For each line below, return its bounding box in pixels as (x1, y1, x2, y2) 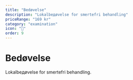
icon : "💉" (5, 26, 26, 31)
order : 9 (5, 31, 24, 36)
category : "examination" (5, 21, 58, 27)
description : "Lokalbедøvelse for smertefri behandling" (5, 12, 128, 17)
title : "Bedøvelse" (5, 7, 47, 13)
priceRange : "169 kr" (5, 17, 51, 22)
